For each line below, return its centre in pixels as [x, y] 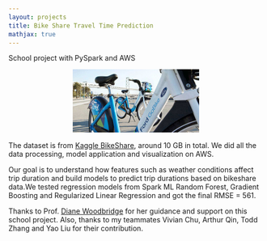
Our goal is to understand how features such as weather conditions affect [131, 170]
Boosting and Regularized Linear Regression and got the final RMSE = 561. [132, 196]
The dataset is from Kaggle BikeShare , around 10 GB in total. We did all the [133, 146]
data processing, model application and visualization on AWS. [111, 154]
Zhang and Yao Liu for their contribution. [76, 228]
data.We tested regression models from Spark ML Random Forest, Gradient [134, 187]
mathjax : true [32, 34]
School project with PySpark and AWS [72, 58]
